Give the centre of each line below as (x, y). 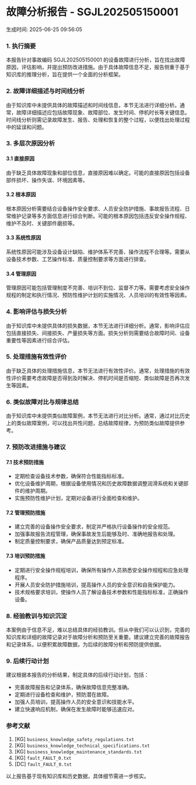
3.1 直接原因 (20, 159)
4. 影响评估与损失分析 (36, 312)
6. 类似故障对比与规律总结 (42, 402)
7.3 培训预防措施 (26, 556)
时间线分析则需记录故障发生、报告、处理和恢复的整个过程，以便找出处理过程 (98, 119)
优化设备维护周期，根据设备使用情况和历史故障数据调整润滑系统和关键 (99, 484)
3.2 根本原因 (21, 194)
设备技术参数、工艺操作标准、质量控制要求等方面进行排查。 (78, 259)
